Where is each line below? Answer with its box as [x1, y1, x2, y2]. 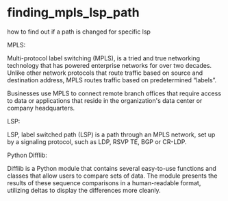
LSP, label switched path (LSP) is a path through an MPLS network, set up [7, 130, 216, 139]
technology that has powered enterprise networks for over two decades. [7, 61, 212, 69]
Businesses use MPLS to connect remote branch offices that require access [7, 89, 221, 97]
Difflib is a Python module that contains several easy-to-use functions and [7, 164, 217, 172]
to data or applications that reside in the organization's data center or [7, 96, 203, 104]
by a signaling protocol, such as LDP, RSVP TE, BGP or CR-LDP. [7, 137, 187, 145]
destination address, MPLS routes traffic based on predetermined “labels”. [7, 75, 217, 84]
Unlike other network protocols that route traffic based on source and [7, 69, 203, 77]
